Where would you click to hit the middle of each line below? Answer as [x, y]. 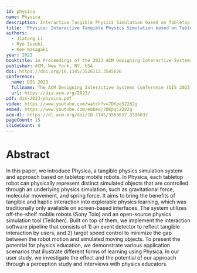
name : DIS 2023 [30, 82]
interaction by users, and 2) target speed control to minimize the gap [89, 233]
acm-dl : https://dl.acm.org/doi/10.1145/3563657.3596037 [77, 115]
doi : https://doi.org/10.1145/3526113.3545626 [64, 71]
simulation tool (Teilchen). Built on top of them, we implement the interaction [98, 220]
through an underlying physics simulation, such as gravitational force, [90, 189]
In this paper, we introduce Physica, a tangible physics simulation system [94, 171]
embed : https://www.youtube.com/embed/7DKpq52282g [69, 109]
